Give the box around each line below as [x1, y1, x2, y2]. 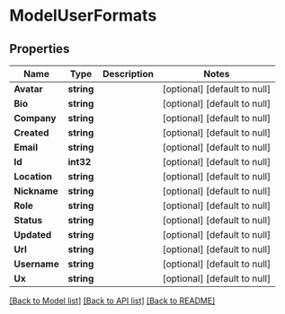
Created [13, 126, 49, 139]
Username [13, 257, 60, 270]
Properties [9, 41, 70, 57]
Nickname [13, 185, 58, 197]
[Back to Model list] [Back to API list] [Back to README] [9, 295, 216, 306]
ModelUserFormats [9, 5, 157, 26]
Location [13, 170, 52, 182]
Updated [13, 229, 52, 240]
